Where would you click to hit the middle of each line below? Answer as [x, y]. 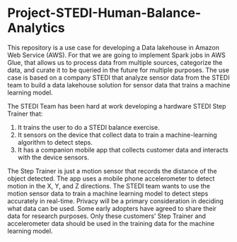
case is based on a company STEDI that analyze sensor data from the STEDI [118, 77]
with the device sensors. [53, 157]
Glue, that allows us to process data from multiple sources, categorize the [115, 62]
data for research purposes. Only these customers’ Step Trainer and [107, 216]
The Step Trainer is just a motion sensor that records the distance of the [112, 171]
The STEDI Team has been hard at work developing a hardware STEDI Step [117, 106]
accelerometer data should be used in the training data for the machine [111, 223]
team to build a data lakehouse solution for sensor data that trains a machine [119, 85]
